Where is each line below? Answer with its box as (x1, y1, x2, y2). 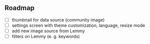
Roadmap (4, 4, 35, 12)
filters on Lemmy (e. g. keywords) (11, 34, 80, 39)
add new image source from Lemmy (11, 28, 85, 34)
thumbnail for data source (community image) (11, 17, 105, 22)
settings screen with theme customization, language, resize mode (11, 22, 146, 28)
